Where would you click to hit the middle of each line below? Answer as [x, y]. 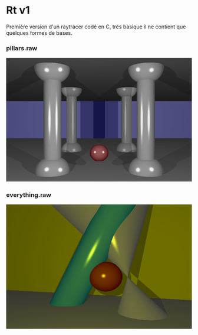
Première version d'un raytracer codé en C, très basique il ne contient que [96, 27]
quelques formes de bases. [39, 32]
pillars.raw [22, 48]
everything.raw [29, 194]
